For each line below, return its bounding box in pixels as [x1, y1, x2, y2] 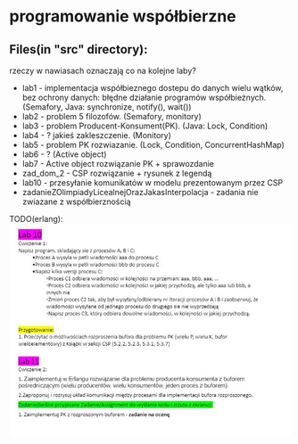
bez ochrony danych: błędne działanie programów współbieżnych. [21, 92, 267, 103]
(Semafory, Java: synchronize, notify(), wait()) [21, 102, 192, 112]
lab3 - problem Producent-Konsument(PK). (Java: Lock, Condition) [21, 120, 269, 131]
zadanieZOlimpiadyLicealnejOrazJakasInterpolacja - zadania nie [21, 187, 259, 197]
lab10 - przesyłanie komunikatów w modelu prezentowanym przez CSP [21, 177, 284, 188]
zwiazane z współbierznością [21, 196, 131, 207]
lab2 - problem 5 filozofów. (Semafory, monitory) [21, 111, 203, 121]
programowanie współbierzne [9, 6, 236, 27]
